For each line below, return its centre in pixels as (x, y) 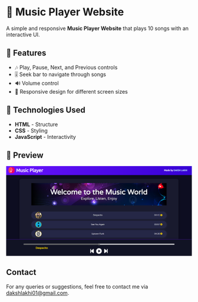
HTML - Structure (36, 124)
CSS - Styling (31, 130)
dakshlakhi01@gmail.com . (38, 293)
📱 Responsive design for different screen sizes (71, 91)
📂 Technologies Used (46, 110)
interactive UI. (23, 34)
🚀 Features (26, 53)
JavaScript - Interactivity (45, 137)
